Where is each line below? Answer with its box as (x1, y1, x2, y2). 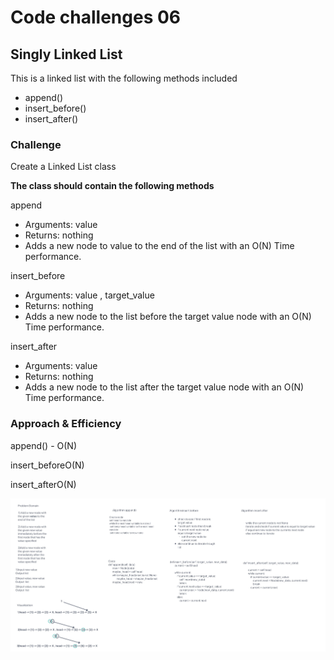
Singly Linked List (10, 46, 123, 63)
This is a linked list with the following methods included (10, 72, 238, 84)
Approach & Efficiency (10, 417, 122, 431)
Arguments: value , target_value (24, 289, 155, 301)
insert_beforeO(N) (10, 459, 85, 471)
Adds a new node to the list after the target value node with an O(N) (24, 381, 305, 393)
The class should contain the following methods (10, 180, 215, 192)
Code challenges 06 (10, 6, 182, 29)
